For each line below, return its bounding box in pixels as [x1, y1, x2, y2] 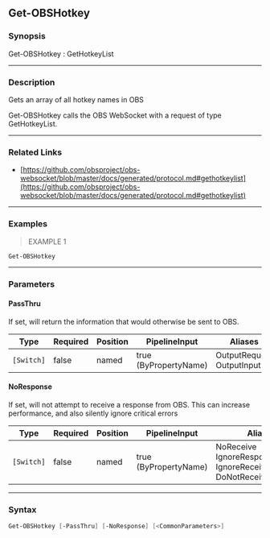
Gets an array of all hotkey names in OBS [8, 94, 145, 104]
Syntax [8, 503, 37, 515]
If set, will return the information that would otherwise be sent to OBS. [8, 317, 239, 326]
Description [8, 77, 55, 88]
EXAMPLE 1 [27, 237, 67, 246]
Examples [8, 218, 48, 230]
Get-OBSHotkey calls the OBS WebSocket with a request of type [8, 110, 223, 120]
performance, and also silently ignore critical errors [8, 408, 178, 418]
